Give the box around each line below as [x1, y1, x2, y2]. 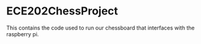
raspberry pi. [6, 30, 39, 37]
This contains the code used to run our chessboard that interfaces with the [6, 24, 195, 31]
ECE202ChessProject [6, 4, 119, 18]
